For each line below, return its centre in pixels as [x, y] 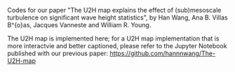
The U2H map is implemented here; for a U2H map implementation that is [113, 38]
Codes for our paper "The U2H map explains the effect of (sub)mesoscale [114, 10]
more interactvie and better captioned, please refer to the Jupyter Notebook [117, 46]
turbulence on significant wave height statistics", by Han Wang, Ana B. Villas [117, 17]
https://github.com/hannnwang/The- [163, 53]
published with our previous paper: [58, 53]
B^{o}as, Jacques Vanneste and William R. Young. [79, 25]
